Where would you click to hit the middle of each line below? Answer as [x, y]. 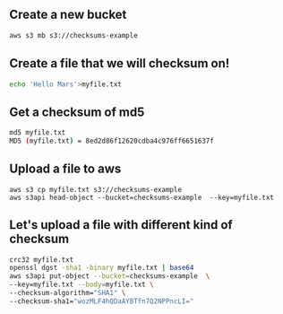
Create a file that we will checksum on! [120, 63]
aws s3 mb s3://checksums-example [74, 35]
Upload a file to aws [65, 169]
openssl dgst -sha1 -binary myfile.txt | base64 [102, 268]
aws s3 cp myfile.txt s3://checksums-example [95, 189]
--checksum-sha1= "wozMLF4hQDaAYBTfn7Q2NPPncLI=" [102, 301]
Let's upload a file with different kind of [121, 225]
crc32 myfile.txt [42, 259]
